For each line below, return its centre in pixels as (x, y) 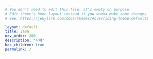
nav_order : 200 (20, 36)
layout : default (21, 27)
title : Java (17, 32)
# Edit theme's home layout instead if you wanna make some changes (76, 14)
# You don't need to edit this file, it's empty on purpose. (68, 9)
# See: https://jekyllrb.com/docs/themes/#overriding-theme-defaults (77, 18)
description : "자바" (25, 41)
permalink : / (18, 49)
